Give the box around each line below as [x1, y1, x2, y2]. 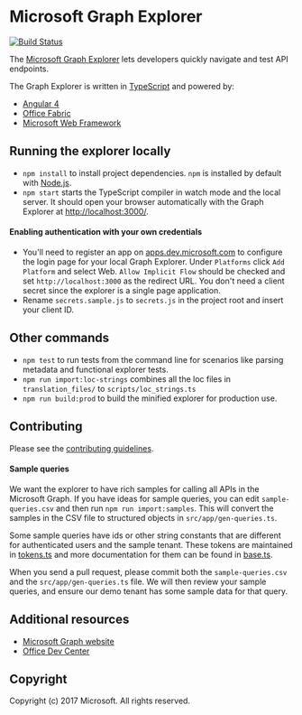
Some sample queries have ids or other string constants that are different [9, 530, 281, 541]
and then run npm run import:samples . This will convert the [55, 503, 274, 514]
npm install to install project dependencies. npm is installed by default [22, 167, 282, 178]
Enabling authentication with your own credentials [9, 227, 203, 237]
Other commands [9, 330, 110, 346]
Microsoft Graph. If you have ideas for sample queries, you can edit [9, 493, 260, 504]
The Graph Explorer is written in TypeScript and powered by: [9, 80, 234, 91]
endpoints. [9, 63, 50, 74]
